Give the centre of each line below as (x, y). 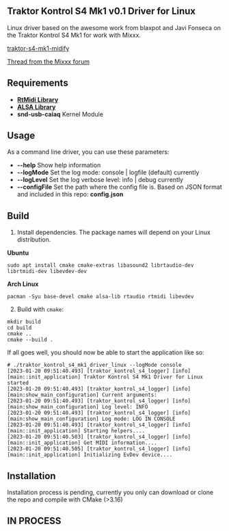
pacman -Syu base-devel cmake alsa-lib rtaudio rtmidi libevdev (100, 297)
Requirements (38, 83)
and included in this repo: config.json (70, 194)
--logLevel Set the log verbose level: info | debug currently (100, 180)
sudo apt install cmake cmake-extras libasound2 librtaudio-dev (100, 265)
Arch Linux (23, 284)
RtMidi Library (38, 99)
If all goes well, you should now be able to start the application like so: (106, 352)
